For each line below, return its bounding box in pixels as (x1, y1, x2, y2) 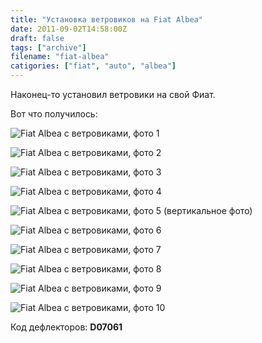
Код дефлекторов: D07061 (10, 321, 123, 333)
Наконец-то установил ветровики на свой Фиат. (10, 89, 216, 100)
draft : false (10, 33, 65, 43)
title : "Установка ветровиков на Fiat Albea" (10, 14, 203, 25)
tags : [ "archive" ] (10, 42, 87, 53)
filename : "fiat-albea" (10, 52, 110, 62)
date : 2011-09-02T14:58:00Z (10, 24, 128, 34)
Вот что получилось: (10, 108, 98, 120)
